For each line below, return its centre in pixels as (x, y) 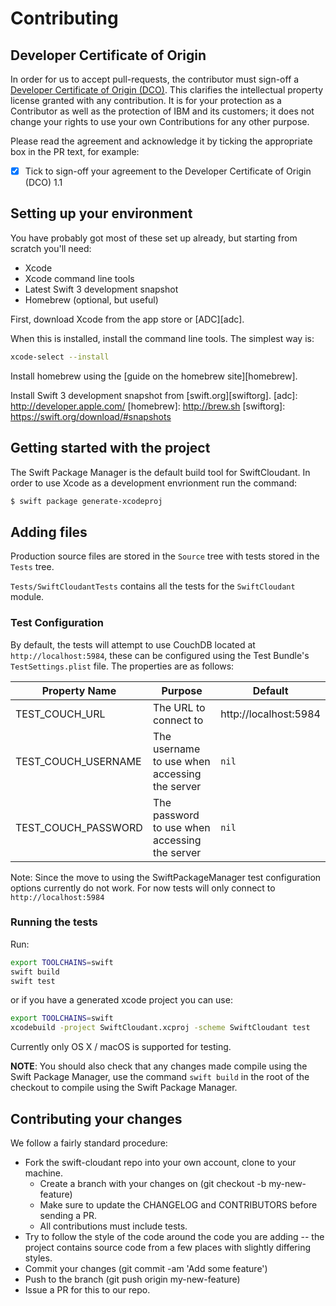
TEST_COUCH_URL (60, 714)
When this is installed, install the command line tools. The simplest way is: (162, 338)
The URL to (179, 707)
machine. (44, 1173)
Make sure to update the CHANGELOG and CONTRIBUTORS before (178, 1205)
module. (27, 597)
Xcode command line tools (79, 278)
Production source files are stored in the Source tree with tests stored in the (165, 556)
